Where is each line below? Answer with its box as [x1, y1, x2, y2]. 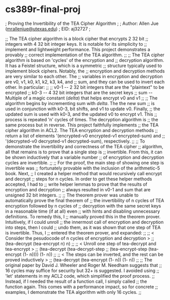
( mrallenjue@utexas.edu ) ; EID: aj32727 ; [5, 25, 91, 31]
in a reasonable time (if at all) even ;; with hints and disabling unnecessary [5, 208, 160, 214]
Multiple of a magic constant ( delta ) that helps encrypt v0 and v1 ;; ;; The [5, 95, 158, 101]
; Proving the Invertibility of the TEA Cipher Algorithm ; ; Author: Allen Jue [5, 20, 159, 26]
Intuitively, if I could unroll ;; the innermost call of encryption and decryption [5, 219, 164, 225]
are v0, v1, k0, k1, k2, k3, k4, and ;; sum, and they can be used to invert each [5, 79, 165, 85]
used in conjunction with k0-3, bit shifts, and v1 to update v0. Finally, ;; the [5, 106, 161, 112]
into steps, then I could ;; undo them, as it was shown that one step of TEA [5, 224, 161, 230]
